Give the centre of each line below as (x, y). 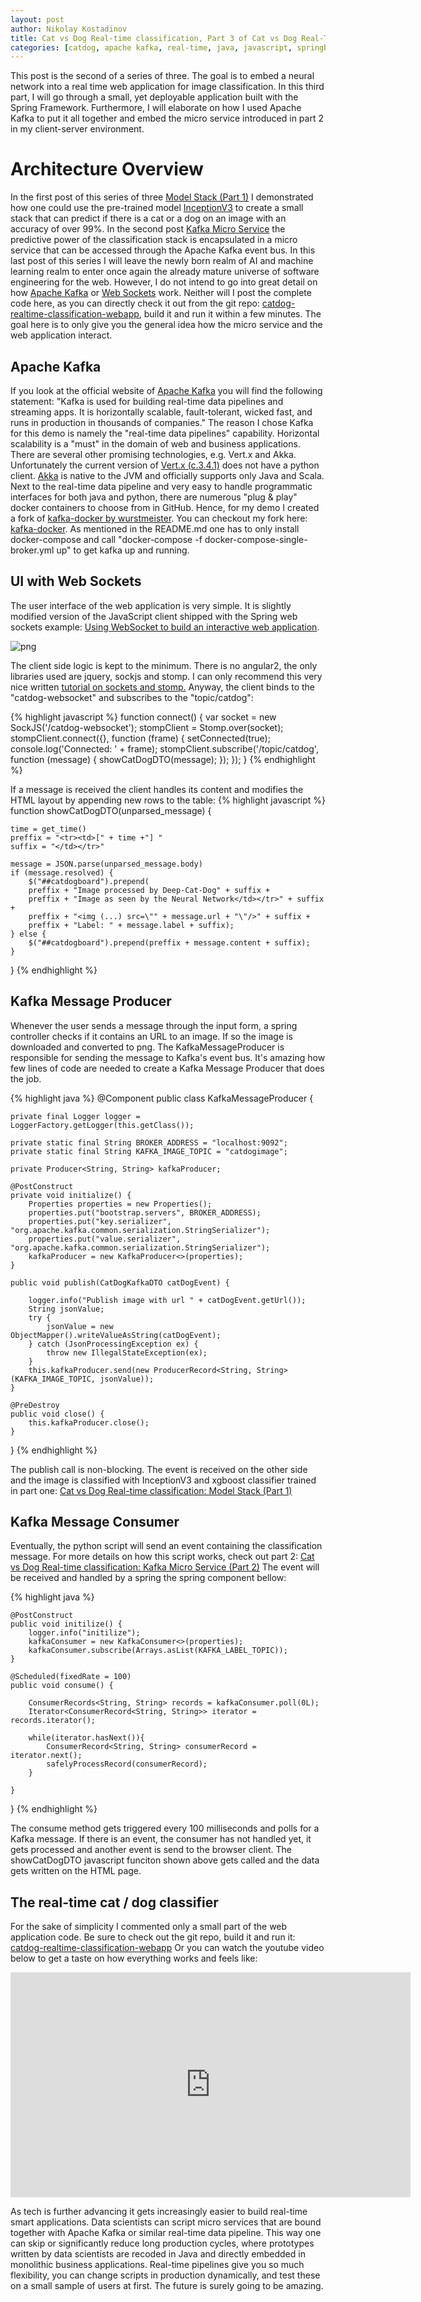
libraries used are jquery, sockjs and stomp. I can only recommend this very (166, 676)
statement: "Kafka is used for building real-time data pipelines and (147, 401)
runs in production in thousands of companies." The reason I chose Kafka (162, 422)
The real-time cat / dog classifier (114, 1902)
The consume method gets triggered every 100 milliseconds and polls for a (165, 1828)
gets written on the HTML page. (76, 1871)
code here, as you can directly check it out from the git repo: (135, 303)
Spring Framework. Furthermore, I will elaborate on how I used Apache (156, 108)
